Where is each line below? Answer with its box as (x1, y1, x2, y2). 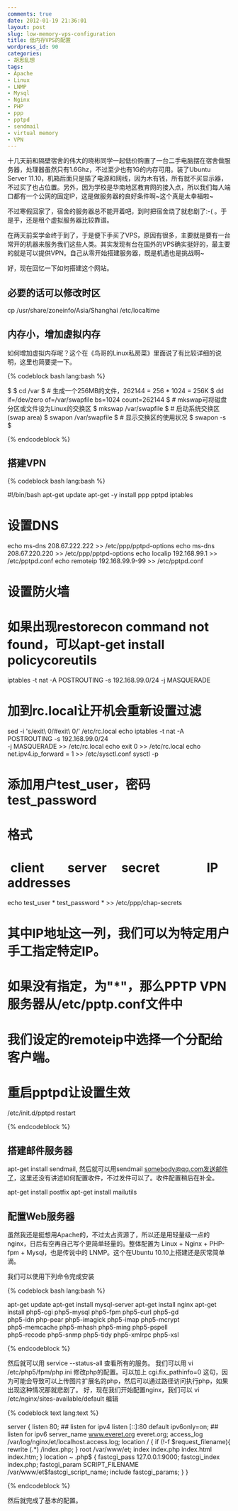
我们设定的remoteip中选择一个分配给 (7, 1032, 223, 1047)
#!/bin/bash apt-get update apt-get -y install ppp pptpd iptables (7, 490, 193, 498)
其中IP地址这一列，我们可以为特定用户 (7, 926, 230, 942)
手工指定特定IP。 (7, 944, 106, 960)
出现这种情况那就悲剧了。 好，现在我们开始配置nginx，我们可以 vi (7, 1386, 200, 1394)
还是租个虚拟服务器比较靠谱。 (25, 216, 113, 225)
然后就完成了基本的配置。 (7, 1496, 82, 1505)
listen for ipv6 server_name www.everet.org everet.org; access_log (7, 1430, 203, 1438)
